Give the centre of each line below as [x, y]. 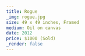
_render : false [24, 44]
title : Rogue [22, 11]
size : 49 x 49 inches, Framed [43, 22]
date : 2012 [19, 33]
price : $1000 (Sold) [31, 38]
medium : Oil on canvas [33, 28]
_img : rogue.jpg [26, 17]
